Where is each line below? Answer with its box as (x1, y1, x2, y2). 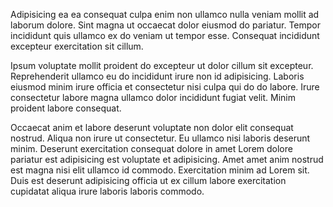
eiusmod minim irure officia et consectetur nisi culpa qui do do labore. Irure (10, 81, 320, 93)
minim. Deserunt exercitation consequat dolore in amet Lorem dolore (10, 143, 293, 154)
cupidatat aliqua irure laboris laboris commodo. (10, 185, 205, 197)
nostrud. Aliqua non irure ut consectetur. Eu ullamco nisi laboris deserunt (10, 132, 311, 144)
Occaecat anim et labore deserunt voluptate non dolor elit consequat (10, 122, 294, 133)
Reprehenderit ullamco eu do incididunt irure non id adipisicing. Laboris (10, 70, 305, 82)
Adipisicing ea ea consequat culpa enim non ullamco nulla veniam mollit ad (10, 9, 320, 20)
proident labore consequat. (10, 102, 122, 114)
